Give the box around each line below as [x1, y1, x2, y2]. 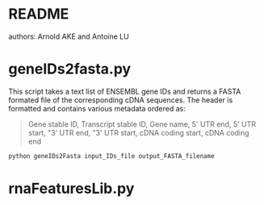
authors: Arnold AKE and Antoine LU [8, 31, 129, 41]
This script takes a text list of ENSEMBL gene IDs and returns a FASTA [8, 86, 241, 96]
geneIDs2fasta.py [8, 60, 132, 78]
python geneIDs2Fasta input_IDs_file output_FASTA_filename [8, 152, 216, 160]
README [8, 5, 69, 23]
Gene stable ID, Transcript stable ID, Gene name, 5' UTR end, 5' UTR [27, 119, 257, 129]
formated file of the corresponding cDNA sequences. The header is [8, 94, 233, 105]
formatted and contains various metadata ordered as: [8, 103, 186, 113]
